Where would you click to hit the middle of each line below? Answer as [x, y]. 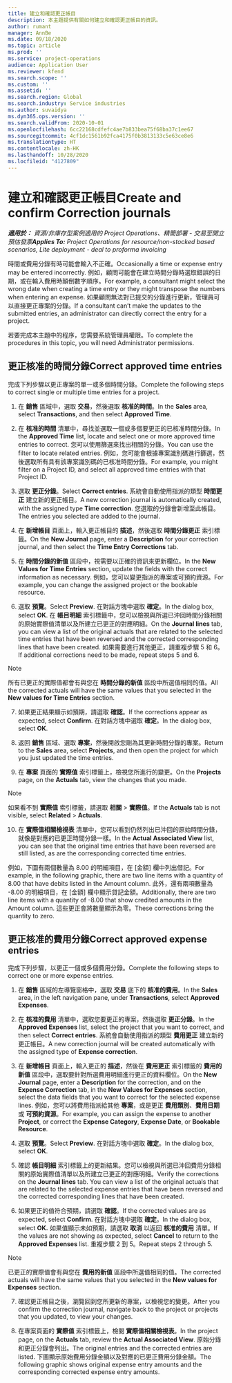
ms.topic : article [34, 46]
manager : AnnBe [30, 33]
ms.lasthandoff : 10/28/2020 [48, 155]
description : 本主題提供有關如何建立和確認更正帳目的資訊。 [85, 20]
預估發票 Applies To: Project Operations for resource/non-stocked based [111, 241]
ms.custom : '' [28, 84]
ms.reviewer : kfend [36, 71]
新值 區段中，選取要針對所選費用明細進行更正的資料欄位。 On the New [117, 1075]
